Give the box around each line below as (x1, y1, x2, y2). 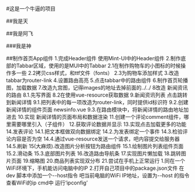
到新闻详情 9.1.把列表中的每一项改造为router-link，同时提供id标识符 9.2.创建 (6, 99, 189, 105)
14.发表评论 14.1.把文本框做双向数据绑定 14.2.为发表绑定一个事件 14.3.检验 (6, 128, 183, 135)
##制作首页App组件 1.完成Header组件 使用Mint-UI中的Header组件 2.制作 (6, 55, 182, 61)
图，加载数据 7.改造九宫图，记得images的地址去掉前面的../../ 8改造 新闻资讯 (6, 84, 189, 91)
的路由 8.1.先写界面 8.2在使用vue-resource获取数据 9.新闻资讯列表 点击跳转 (6, 91, 188, 98)
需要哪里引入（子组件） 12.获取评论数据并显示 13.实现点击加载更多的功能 (11, 121, 187, 128)
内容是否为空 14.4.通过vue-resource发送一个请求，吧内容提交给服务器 (11, 135, 180, 142)
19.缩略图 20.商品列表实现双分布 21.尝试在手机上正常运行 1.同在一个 (22, 157, 186, 164)
